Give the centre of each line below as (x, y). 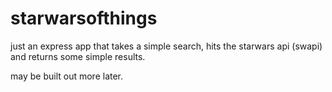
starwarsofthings (84, 18)
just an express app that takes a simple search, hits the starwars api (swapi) (166, 46)
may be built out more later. (67, 76)
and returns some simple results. (78, 56)
